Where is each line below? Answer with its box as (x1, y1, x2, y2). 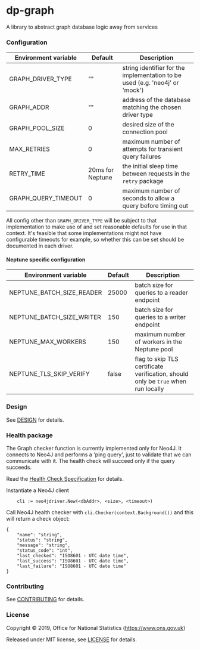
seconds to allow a (122, 194, 175, 203)
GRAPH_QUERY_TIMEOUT (9, 194, 83, 203)
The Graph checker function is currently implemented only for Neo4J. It (6, 445, 182, 452)
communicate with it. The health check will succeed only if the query (6, 458, 176, 465)
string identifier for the (122, 64, 185, 72)
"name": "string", (17, 532, 62, 538)
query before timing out (122, 202, 189, 210)
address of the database (122, 96, 190, 104)
